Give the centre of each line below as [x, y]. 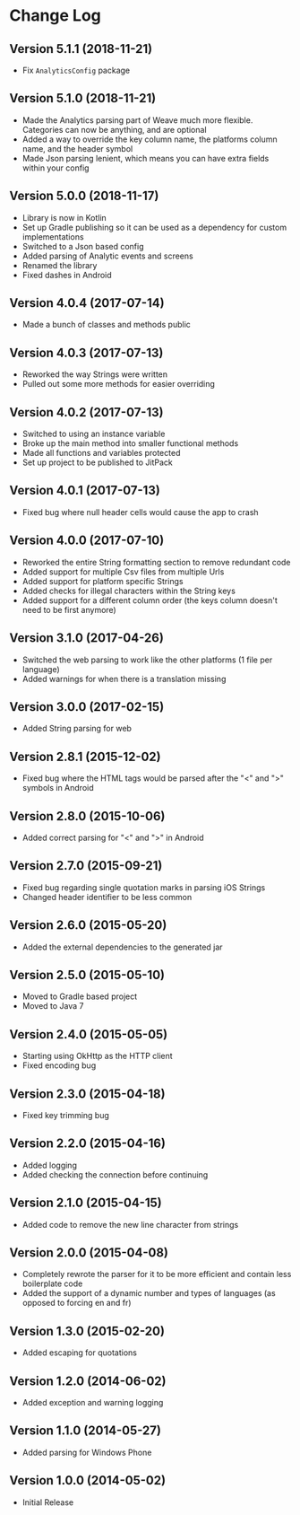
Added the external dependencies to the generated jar [122, 947]
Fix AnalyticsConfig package [76, 70]
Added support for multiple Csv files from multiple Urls [123, 572]
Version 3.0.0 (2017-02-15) [87, 707]
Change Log [55, 16]
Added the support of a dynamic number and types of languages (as [149, 1293]
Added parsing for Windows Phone [87, 1452]
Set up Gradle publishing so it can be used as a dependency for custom [154, 227]
